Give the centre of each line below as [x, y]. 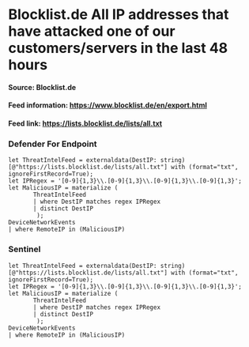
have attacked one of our [92, 31]
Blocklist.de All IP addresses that [119, 15]
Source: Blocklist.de [42, 87]
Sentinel [25, 249]
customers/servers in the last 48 [118, 48]
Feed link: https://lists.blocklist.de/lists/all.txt [85, 123]
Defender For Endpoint [53, 144]
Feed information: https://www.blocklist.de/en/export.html [108, 105]
